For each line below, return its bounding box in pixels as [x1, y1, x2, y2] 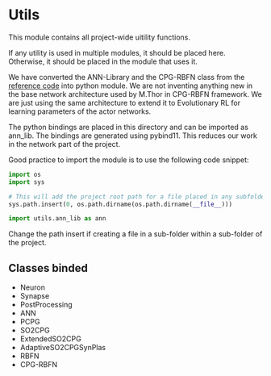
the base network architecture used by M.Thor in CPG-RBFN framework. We [8, 89, 262, 98]
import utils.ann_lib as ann [8, 215, 106, 223]
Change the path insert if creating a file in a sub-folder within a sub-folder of [8, 229, 263, 239]
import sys [8, 178, 45, 186]
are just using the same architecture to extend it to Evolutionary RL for [8, 98, 240, 107]
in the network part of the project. [8, 139, 121, 148]
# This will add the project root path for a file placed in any [8, 192, 232, 201]
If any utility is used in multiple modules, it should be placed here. [8, 48, 226, 57]
